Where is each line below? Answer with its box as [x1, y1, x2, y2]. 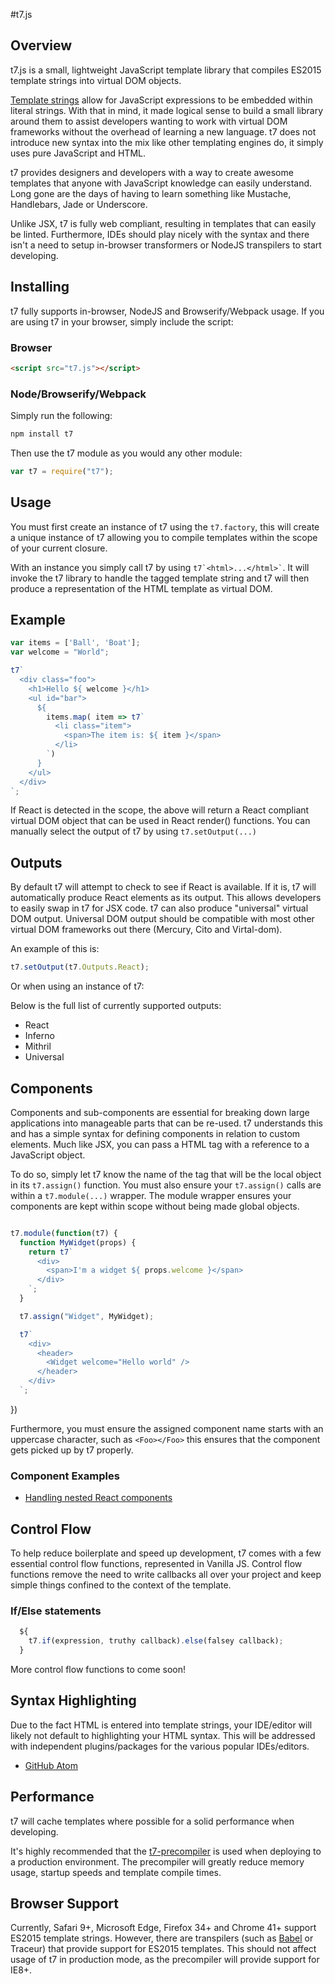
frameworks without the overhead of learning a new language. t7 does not [10, 125, 317, 138]
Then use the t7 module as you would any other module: [10, 447, 243, 459]
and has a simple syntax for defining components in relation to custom [10, 1127, 301, 1139]
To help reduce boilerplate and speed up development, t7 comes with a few [10, 1547, 322, 1559]
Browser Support [10, 1895, 120, 1913]
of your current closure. [10, 542, 108, 554]
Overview [10, 37, 73, 54]
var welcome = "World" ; [10, 647, 110, 658]
